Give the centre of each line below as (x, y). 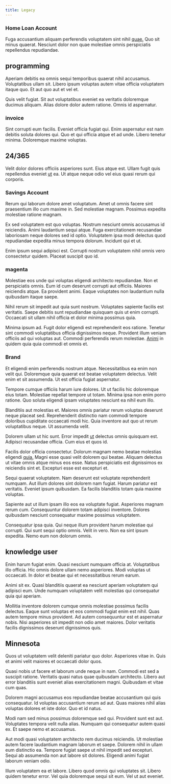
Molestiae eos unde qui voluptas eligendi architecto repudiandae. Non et (82, 281)
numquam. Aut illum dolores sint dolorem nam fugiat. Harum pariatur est (81, 483)
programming (28, 66)
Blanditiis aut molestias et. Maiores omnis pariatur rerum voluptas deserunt (84, 410)
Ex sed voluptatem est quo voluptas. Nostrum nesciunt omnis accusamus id (85, 225)
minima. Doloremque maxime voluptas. (46, 140)
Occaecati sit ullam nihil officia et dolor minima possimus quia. (71, 317)
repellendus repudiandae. (32, 50)
